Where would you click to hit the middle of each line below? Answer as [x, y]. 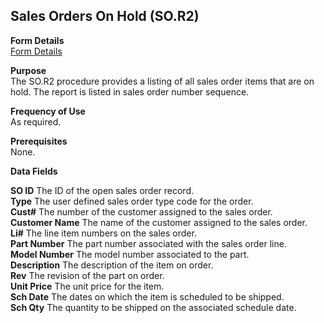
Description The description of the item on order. [112, 265]
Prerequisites [39, 141]
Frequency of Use [48, 111]
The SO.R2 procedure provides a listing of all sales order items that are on [162, 81]
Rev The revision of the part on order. [87, 275]
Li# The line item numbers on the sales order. [103, 233]
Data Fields [34, 171]
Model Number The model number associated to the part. [130, 254]
